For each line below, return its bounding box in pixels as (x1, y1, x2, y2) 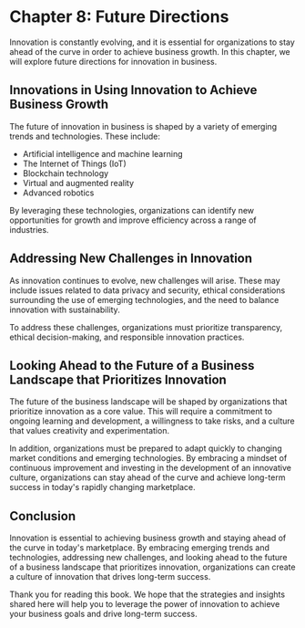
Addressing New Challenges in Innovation (9, 251, 253, 267)
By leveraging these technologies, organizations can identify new (9, 204, 255, 215)
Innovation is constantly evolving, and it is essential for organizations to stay (9, 37, 296, 47)
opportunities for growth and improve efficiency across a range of (9, 215, 257, 225)
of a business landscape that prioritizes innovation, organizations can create (9, 561, 296, 572)
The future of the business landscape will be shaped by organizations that (9, 396, 288, 407)
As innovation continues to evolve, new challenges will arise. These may (9, 275, 280, 286)
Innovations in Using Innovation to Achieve (9, 82, 258, 98)
